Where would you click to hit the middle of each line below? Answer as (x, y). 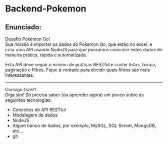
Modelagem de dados (35, 115)
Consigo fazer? (21, 89)
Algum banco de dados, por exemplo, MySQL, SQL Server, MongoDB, (84, 126)
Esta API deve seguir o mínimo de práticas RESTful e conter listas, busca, (81, 65)
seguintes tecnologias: (28, 100)
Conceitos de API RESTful (39, 110)
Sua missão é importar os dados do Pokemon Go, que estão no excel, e (79, 44)
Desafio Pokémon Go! (27, 39)
